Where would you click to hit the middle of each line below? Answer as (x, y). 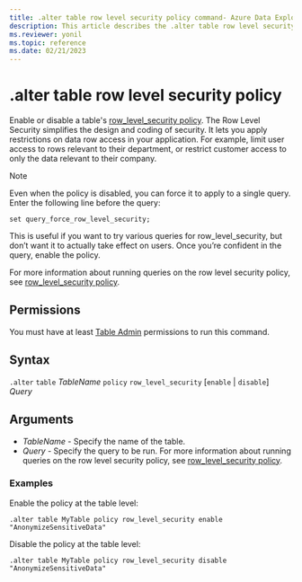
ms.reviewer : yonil (46, 34)
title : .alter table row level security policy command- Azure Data (140, 18)
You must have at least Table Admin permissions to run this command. (139, 331)
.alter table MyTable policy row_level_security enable (116, 519)
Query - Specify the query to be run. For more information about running (157, 451)
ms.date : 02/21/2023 (48, 51)
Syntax (30, 360)
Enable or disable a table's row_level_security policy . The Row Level (135, 120)
